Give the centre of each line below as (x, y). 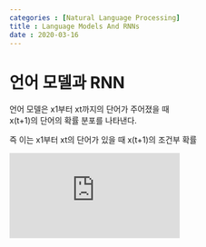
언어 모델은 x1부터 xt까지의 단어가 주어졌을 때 (89, 109)
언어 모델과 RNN (67, 82)
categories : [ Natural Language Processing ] (95, 18)
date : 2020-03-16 (44, 35)
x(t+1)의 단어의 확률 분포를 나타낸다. (74, 121)
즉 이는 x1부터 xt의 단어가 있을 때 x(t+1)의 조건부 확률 (103, 140)
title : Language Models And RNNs (75, 26)
